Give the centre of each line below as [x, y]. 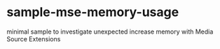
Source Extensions [34, 38]
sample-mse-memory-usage [93, 12]
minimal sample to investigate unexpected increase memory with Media [110, 31]
